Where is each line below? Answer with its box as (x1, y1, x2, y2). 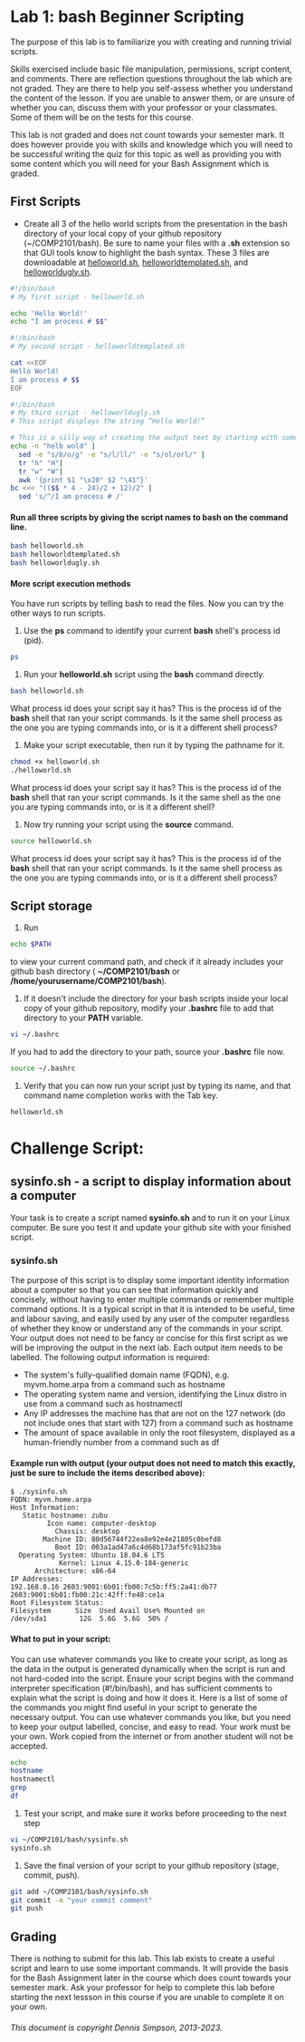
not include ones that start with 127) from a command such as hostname (23, 1417, 293, 1429)
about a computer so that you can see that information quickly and (10, 1285, 259, 1296)
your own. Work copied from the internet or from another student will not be (10, 1730, 293, 1742)
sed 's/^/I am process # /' (18, 492, 125, 501)
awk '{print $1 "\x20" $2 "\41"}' (18, 475, 148, 484)
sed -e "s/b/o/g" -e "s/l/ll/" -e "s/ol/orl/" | (18, 450, 205, 459)
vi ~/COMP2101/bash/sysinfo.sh (10, 1834, 129, 1844)
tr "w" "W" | (18, 467, 64, 476)
